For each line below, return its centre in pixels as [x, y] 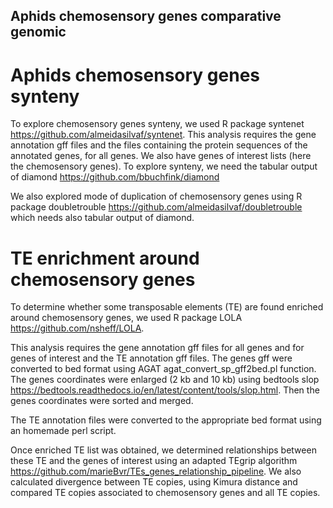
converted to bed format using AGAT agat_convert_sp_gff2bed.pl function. [163, 369]
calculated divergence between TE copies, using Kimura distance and [154, 482]
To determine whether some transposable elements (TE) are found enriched [167, 307]
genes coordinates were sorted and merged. [102, 401]
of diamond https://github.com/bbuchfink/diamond [115, 177]
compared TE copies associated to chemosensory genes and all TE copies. [165, 493]
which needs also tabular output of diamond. [102, 218]
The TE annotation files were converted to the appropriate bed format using [166, 420]
